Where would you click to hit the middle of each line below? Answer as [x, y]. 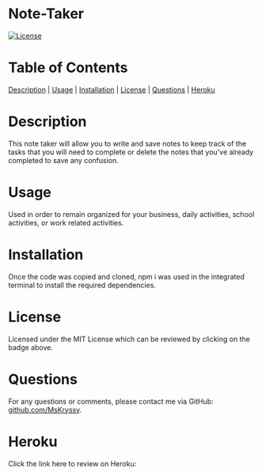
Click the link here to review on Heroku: [72, 463]
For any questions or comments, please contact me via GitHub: [111, 401]
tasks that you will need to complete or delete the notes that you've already [131, 152]
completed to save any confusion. [63, 160]
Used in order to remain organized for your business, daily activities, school [131, 214]
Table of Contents [68, 68]
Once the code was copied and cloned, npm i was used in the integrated [127, 276]
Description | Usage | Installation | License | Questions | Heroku [112, 89]
